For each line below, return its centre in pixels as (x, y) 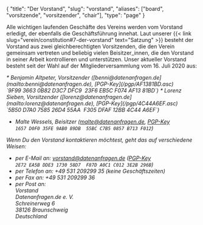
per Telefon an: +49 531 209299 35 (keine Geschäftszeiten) (90, 171)
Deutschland (31, 216)
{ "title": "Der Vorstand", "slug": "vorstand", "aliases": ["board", (85, 9)
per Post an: (30, 184)
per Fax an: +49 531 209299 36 (55, 178)
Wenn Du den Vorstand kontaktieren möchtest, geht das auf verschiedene (99, 140)
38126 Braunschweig (42, 210)
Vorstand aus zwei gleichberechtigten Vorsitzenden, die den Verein (91, 46)
